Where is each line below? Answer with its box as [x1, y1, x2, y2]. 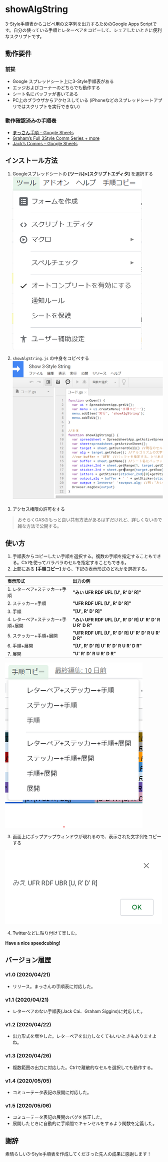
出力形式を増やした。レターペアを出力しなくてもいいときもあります [12, 1033, 152, 1039]
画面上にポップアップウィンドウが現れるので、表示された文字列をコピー [12, 834, 161, 840]
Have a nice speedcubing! [5, 940, 61, 946]
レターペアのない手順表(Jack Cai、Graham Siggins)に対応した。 [12, 1008, 145, 1014]
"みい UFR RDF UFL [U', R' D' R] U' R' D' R [72, 617, 160, 623]
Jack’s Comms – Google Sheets [12, 140, 78, 146]
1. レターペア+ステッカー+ [7, 586, 62, 592]
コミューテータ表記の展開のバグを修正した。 [12, 1114, 105, 1120]
